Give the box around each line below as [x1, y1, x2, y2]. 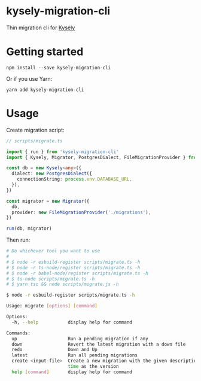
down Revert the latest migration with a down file [11, 341, 186, 348]
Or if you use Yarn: [6, 75, 53, 82]
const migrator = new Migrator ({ [6, 198, 90, 204]
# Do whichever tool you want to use [6, 248, 100, 254]
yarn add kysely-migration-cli [6, 87, 84, 93]
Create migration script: [6, 126, 65, 133]
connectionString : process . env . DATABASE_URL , [17, 176, 133, 182]
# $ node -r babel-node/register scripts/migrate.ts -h [6, 270, 148, 276]
